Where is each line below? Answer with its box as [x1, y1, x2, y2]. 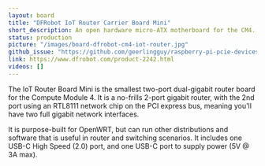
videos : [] [8, 63, 44, 71]
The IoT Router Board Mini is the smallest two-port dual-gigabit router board [8, 84, 256, 94]
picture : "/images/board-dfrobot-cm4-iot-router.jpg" [8, 41, 189, 49]
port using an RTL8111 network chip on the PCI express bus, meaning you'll [8, 101, 252, 110]
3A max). [8, 149, 38, 159]
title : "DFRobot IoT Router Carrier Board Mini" [8, 19, 171, 27]
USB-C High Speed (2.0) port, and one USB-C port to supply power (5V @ [8, 141, 250, 150]
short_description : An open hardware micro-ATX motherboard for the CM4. [8, 26, 256, 34]
